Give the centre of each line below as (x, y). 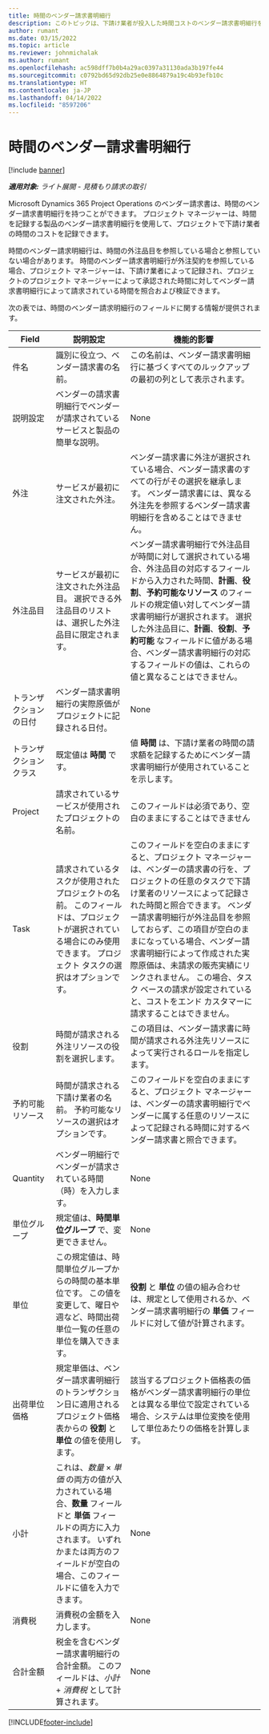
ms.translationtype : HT (48, 83)
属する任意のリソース (202, 1116)
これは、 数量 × (84, 1468)
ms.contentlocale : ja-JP (50, 90)
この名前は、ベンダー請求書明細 (190, 355)
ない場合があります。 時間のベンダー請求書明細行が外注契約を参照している (132, 261)
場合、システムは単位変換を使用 (190, 1417)
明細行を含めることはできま (182, 518)
